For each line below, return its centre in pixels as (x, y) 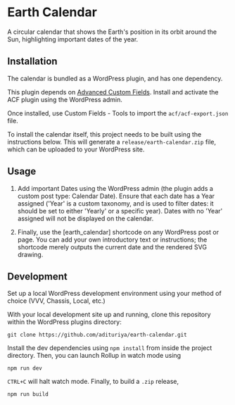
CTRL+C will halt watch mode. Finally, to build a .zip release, (93, 382)
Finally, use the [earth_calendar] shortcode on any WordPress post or (118, 232)
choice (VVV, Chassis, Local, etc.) (56, 301)
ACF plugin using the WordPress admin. (65, 99)
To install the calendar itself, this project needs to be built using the (104, 134)
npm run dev (25, 368)
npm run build (28, 394)
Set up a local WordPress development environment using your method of (114, 294)
